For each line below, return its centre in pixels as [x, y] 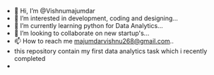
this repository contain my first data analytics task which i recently [111, 51]
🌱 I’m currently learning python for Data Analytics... [89, 26]
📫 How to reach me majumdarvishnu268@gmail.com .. [94, 41]
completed [30, 59]
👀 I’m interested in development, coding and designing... [96, 18]
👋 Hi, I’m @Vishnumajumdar [54, 11]
